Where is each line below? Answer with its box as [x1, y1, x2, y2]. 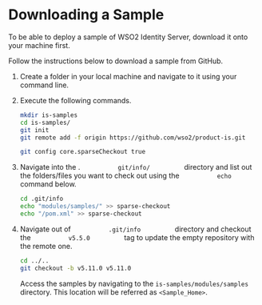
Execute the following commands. [19, 95, 132, 105]
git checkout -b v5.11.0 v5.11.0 [19, 264, 132, 272]
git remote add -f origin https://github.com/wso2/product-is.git [19, 134, 246, 142]
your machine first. [8, 40, 70, 50]
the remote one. [19, 241, 73, 251]
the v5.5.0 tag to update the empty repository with [19, 232, 255, 242]
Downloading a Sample [8, 6, 165, 24]
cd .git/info [19, 195, 64, 203]
